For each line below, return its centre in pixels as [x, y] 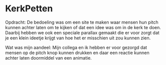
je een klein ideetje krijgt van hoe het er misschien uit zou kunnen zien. [78, 38]
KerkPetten [29, 9]
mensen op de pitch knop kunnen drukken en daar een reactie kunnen [77, 53]
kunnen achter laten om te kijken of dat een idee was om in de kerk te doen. [83, 27]
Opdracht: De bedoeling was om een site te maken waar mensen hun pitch [82, 22]
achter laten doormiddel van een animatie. [49, 58]
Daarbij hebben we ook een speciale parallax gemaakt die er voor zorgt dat [82, 32]
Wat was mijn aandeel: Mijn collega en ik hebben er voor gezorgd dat [76, 47]
